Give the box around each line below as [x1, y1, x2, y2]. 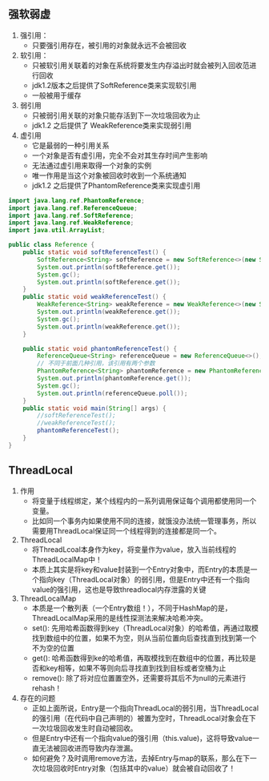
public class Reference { [8, 241, 94, 249]
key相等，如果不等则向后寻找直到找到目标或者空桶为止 [46, 663, 227, 673]
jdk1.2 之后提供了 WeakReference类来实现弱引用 [31, 120, 192, 130]
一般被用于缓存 [31, 91, 82, 100]
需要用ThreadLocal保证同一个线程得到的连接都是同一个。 [31, 525, 222, 535]
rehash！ [31, 683, 62, 693]
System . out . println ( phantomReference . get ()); [37, 375, 192, 383]
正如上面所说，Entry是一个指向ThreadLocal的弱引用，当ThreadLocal [31, 703, 259, 713]
